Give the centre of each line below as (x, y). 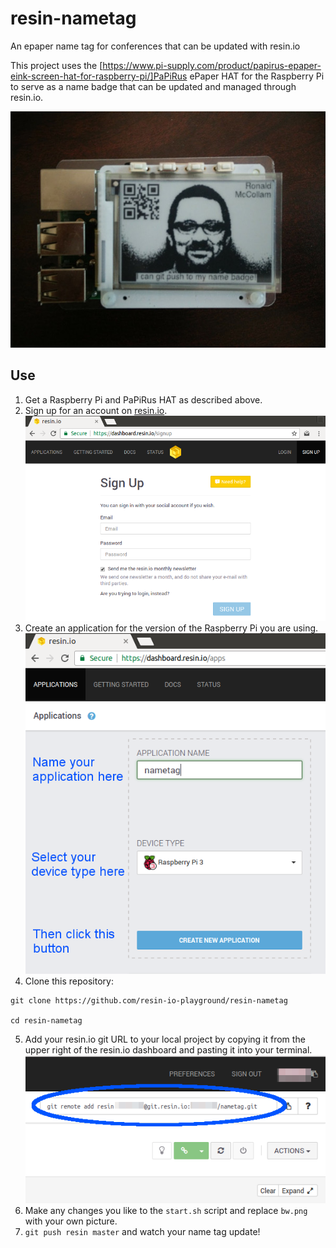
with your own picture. (71, 1221)
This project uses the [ (56, 65)
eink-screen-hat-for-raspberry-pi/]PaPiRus (99, 76)
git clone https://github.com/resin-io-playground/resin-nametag (149, 1001)
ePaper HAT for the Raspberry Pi (257, 76)
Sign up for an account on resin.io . (96, 410)
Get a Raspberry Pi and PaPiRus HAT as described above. (143, 399)
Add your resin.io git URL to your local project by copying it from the (165, 1039)
